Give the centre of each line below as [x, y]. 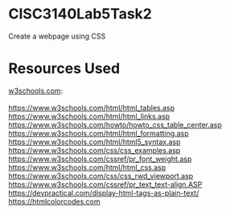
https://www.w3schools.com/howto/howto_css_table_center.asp [115, 124]
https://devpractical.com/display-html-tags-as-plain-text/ [104, 192]
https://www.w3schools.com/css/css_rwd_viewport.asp [101, 176]
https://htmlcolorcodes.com [54, 201]
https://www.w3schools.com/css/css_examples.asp [94, 150]
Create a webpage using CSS [57, 36]
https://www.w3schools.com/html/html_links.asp [89, 116]
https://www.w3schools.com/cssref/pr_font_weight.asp [100, 159]
